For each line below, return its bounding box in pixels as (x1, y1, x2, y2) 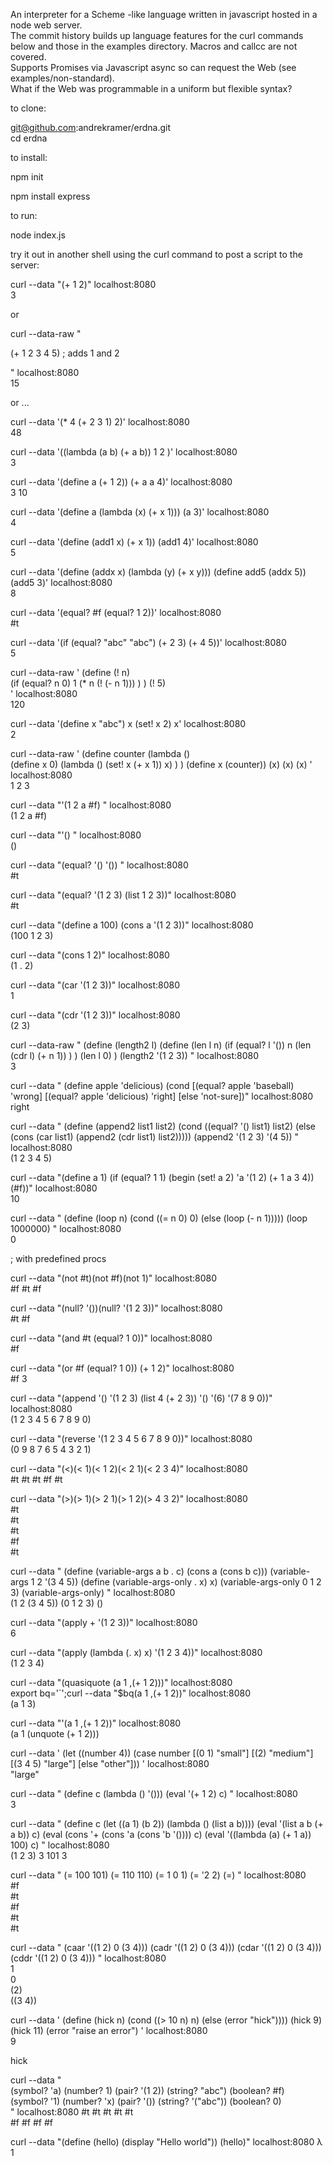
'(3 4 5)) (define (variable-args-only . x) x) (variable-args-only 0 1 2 (44, 1576, 322, 1588)
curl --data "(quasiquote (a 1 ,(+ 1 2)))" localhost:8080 (10, 1677, 233, 1688)
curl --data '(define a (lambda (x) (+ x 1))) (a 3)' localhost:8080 (10, 506, 270, 518)
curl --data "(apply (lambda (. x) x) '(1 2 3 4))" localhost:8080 (10, 1647, 263, 1658)
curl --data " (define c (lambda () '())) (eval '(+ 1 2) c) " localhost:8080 (10, 1788, 298, 1799)
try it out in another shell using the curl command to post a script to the (10, 249, 303, 260)
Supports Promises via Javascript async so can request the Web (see (10, 62, 297, 73)
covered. (10, 51, 47, 63)
